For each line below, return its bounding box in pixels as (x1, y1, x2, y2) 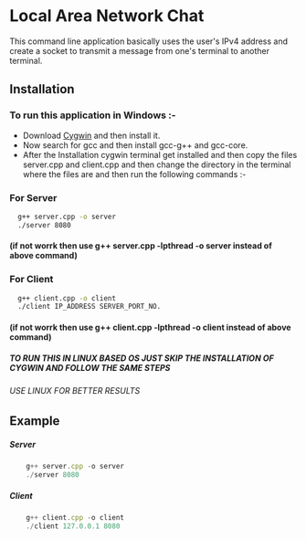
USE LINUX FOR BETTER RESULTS (9, 385, 141, 396)
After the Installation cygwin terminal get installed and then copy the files (22, 149, 298, 160)
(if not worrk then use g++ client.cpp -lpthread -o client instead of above (9, 322, 291, 333)
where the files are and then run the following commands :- (22, 168, 247, 179)
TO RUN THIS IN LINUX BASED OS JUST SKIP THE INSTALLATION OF (9, 353, 274, 364)
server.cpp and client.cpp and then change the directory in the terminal (22, 159, 291, 170)
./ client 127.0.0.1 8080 (26, 522, 121, 531)
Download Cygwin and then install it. (22, 130, 161, 141)
